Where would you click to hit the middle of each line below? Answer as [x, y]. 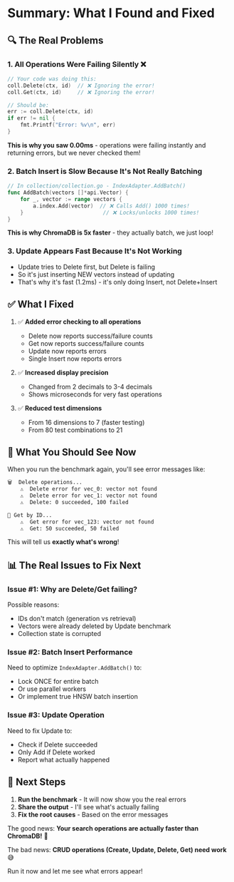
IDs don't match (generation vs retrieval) [77, 619]
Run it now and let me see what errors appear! [75, 871]
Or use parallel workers [52, 689]
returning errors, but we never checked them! [74, 153]
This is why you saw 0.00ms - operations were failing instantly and [107, 145]
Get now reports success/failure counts [86, 343]
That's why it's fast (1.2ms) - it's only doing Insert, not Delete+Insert [117, 282]
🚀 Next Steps [37, 782]
